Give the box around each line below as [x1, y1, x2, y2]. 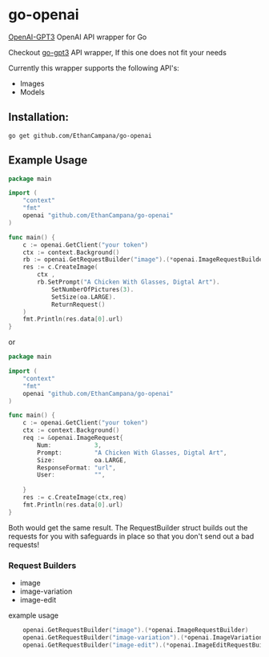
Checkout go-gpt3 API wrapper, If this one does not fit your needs [8, 47, 227, 57]
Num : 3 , [37, 441, 102, 449]
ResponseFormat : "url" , [37, 463, 116, 472]
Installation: [8, 111, 70, 124]
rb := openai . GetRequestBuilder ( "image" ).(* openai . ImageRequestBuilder [22, 256, 267, 264]
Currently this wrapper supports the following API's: [8, 62, 180, 73]
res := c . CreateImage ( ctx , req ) [22, 494, 127, 502]
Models [19, 87, 46, 97]
